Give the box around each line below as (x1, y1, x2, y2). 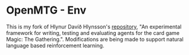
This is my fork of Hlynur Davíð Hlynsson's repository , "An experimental (6, 23, 182, 30)
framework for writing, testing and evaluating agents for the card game (6, 29, 180, 36)
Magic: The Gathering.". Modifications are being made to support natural (6, 35, 184, 43)
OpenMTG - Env (6, 4, 87, 17)
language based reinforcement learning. (6, 42, 105, 49)
